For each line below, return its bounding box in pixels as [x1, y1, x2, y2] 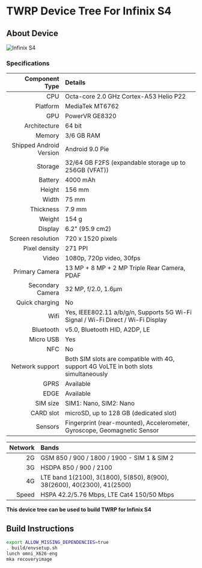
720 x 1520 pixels [65, 235, 117, 243]
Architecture [23, 122, 60, 130]
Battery [38, 176, 60, 184]
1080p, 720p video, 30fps [65, 254, 141, 262]
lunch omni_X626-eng [6, 551, 58, 557]
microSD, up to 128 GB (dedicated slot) [65, 409, 177, 418]
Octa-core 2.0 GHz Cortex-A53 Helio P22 [65, 92, 186, 100]
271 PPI [65, 244, 88, 253]
